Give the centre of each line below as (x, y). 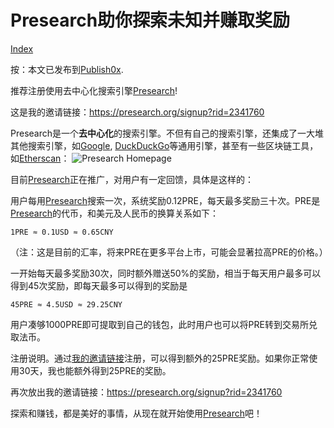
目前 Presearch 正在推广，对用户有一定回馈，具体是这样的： (132, 179)
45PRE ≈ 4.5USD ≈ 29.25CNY (66, 304)
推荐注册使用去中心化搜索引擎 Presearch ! (94, 90)
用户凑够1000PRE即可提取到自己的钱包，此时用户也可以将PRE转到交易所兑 (164, 324)
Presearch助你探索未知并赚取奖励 (150, 20)
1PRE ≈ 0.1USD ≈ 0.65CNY (62, 232)
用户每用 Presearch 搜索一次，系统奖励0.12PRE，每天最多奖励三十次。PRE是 (165, 200)
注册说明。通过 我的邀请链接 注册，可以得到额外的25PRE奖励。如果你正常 (160, 358)
